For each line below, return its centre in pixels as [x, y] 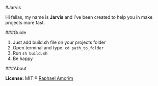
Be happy [23, 59]
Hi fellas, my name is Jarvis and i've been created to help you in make [79, 17]
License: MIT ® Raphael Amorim [39, 78]
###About [16, 68]
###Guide [16, 32]
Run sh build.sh [30, 53]
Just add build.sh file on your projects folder [59, 42]
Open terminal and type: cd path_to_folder [58, 48]
